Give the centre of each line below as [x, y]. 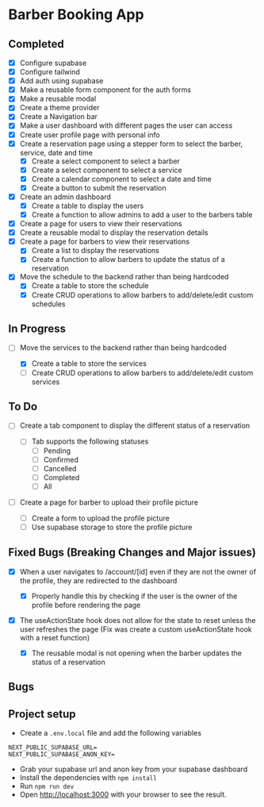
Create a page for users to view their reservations [101, 224]
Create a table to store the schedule [90, 286]
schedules [48, 304]
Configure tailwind [50, 72]
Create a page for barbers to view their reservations [105, 242]
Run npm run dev [47, 786]
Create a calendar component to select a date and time [121, 179]
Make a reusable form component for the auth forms [105, 90]
